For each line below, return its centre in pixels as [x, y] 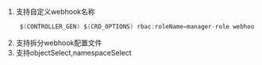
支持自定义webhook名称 [55, 11]
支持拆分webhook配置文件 [59, 43]
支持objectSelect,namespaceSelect [74, 52]
